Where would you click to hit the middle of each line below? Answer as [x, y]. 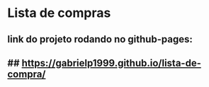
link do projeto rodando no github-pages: [100, 39]
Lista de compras [59, 13]
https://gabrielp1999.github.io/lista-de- [112, 63]
